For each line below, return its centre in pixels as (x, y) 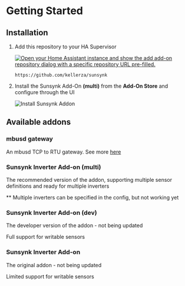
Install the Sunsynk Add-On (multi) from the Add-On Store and (91, 86)
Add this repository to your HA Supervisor (65, 46)
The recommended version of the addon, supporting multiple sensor (89, 179)
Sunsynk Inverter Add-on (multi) (54, 167)
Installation (27, 33)
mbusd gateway (29, 139)
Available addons (39, 122)
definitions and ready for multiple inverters (58, 186)
